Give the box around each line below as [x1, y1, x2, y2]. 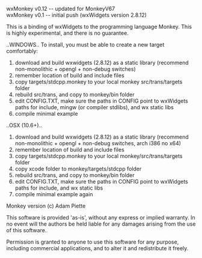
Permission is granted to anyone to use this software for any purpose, [6, 238, 179, 245]
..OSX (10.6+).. [6, 122, 42, 128]
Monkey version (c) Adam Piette [6, 202, 86, 209]
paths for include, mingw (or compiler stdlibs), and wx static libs [14, 104, 174, 110]
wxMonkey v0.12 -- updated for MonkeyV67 [6, 5, 115, 12]
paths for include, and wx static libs [14, 184, 103, 191]
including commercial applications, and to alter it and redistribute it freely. [6, 245, 189, 251]
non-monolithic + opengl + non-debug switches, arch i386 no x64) [14, 140, 182, 146]
